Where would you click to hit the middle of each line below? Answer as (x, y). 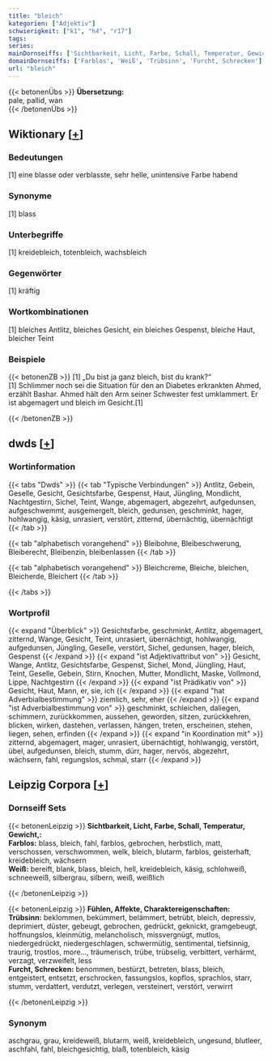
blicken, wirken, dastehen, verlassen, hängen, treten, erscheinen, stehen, (131, 725)
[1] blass (22, 213)
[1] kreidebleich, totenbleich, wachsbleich (78, 253)
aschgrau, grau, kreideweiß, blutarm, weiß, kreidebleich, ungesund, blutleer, (135, 1040)
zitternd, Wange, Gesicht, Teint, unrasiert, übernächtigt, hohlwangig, (123, 639)
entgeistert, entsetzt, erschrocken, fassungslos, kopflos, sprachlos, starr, (130, 978)
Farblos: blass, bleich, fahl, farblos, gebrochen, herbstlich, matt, (115, 842)
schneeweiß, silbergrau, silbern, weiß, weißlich (86, 877)
